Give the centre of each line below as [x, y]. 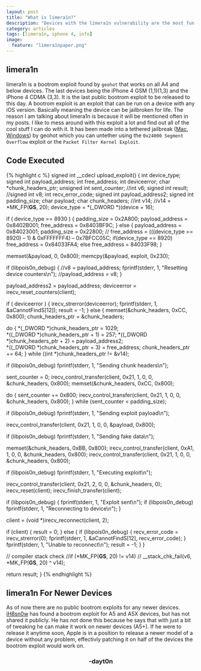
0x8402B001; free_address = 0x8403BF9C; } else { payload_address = [94, 225]
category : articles [31, 29]
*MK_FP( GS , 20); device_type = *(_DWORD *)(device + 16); [80, 207]
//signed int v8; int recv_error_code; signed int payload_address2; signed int [100, 194]
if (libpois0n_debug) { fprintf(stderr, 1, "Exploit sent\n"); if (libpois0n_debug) [100, 502]
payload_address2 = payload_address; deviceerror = [71, 286]
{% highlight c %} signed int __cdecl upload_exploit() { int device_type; [94, 175]
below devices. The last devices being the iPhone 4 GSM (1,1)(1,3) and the [97, 90]
